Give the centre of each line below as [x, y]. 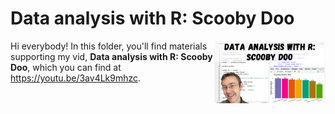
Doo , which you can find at [66, 67]
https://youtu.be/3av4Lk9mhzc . [76, 78]
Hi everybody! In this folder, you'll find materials [109, 46]
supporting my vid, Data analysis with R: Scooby [111, 56]
